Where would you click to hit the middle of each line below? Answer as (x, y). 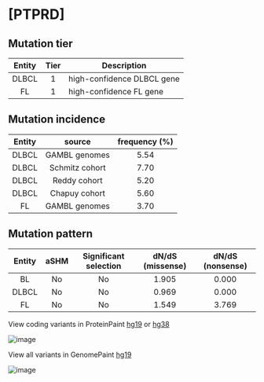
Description (124, 66)
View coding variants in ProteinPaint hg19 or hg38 (89, 324)
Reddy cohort (78, 180)
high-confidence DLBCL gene (124, 79)
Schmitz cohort (78, 167)
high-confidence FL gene (115, 92)
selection (104, 266)
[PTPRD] (37, 15)
